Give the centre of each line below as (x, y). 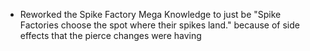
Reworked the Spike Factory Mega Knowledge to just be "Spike (150, 14)
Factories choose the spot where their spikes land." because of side (159, 25)
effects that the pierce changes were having (110, 35)
